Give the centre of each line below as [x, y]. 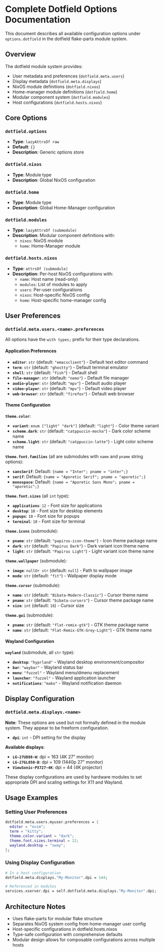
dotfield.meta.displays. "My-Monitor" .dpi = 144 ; [56, 877]
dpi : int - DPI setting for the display [49, 737]
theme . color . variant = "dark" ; [42, 836]
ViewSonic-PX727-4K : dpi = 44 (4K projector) [57, 767]
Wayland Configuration [30, 641]
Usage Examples [32, 798]
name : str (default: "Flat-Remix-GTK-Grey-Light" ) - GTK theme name [82, 630]
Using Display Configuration [40, 863]
